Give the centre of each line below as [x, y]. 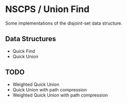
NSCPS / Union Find [47, 9]
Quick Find [24, 51]
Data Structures [31, 39]
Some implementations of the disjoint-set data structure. [64, 23]
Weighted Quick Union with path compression [60, 95]
